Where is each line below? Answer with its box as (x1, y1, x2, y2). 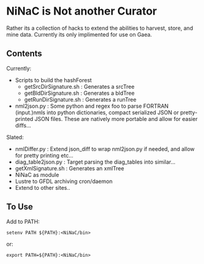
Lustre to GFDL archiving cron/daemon (15, 178, 113, 185)
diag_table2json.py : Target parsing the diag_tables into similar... (15, 158, 176, 165)
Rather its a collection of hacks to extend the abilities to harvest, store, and (6, 24, 193, 32)
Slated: (6, 133, 24, 141)
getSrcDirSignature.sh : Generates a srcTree (24, 83, 135, 90)
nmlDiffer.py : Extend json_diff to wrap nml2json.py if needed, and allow (15, 145, 195, 153)
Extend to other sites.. (15, 184, 70, 191)
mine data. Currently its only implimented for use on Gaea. (6, 30, 152, 38)
